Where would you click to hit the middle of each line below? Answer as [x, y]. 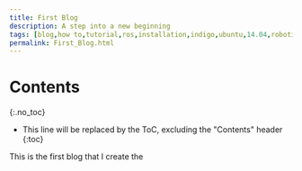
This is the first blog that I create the [76, 157]
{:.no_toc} [27, 112]
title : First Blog [44, 18]
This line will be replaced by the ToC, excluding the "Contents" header [152, 130]
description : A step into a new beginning [90, 26]
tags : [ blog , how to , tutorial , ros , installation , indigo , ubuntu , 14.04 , [140, 34]
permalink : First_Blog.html [62, 43]
